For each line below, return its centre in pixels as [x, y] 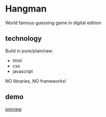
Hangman [26, 9]
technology [23, 39]
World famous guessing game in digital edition [53, 23]
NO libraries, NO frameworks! [36, 81]
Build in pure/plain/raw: [29, 50]
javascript [23, 71]
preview [14, 109]
